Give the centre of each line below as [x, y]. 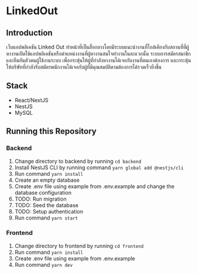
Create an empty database [47, 180]
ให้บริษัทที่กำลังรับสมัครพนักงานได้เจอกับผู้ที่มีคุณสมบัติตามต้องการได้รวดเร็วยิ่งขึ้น [84, 67]
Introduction [29, 33]
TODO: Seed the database [46, 205]
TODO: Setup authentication [49, 211]
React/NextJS [32, 100]
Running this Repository [51, 131]
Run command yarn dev [44, 265]
